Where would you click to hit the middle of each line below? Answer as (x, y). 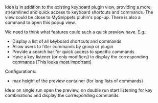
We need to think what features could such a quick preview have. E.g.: (76, 32)
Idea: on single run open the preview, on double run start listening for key (79, 90)
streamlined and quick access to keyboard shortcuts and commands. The (79, 12)
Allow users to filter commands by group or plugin (63, 46)
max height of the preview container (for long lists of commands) (78, 81)
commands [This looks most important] (52, 62)
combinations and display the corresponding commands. (62, 95)
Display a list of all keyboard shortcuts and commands (67, 41)
